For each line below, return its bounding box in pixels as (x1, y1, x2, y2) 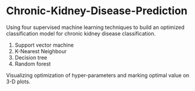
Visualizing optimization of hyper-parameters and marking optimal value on (6, 71, 190, 79)
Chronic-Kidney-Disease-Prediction (6, 4, 188, 18)
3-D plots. (6, 78, 31, 85)
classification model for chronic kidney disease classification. (6, 30, 156, 37)
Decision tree (14, 54, 47, 61)
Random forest (14, 60, 51, 67)
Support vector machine (14, 41, 74, 48)
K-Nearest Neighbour (14, 47, 67, 54)
